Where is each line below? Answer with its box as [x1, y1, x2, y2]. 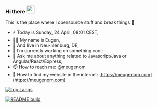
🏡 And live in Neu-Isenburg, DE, [12, 42, 79, 48]
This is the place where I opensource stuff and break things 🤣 [5, 19, 135, 25]
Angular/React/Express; [12, 58, 63, 64]
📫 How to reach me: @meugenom [12, 64, 86, 70]
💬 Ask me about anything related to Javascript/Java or [12, 53, 127, 59]
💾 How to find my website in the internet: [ [12, 72, 101, 78]
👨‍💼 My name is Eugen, [12, 37, 60, 43]
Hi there [5, 8, 25, 15]
